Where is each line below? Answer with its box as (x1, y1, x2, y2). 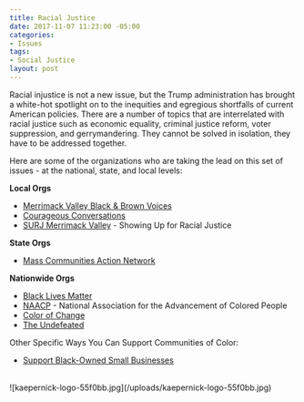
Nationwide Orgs (9, 273, 76, 283)
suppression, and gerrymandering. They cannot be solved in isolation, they (9, 128, 291, 139)
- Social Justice (9, 56, 76, 65)
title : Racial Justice (9, 13, 96, 23)
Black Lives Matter (22, 290, 93, 301)
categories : (9, 30, 55, 39)
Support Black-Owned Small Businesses (22, 355, 175, 366)
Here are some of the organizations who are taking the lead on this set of (9, 155, 284, 166)
